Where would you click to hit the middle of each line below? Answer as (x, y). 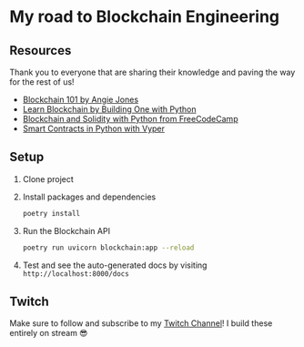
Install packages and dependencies (89, 197)
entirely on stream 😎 (49, 333)
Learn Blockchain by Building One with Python (109, 109)
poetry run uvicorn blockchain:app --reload (108, 248)
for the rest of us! (42, 82)
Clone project (48, 179)
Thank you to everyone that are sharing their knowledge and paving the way (152, 72)
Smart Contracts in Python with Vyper (94, 128)
